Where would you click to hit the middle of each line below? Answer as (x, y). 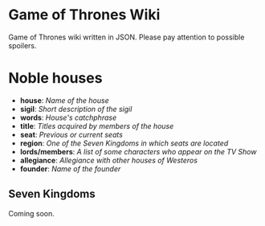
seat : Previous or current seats (71, 134)
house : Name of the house (65, 100)
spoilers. (22, 45)
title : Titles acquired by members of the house (97, 125)
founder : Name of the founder (70, 168)
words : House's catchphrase (68, 117)
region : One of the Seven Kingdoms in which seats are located (124, 143)
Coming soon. (31, 213)
